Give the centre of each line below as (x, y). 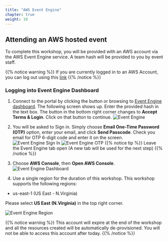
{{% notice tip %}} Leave (130, 143)
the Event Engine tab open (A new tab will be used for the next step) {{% (88, 148)
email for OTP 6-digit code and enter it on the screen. (68, 138)
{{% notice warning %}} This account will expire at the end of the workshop (83, 223)
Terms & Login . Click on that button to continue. (62, 117)
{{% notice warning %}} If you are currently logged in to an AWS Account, (82, 72)
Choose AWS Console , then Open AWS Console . (64, 163)
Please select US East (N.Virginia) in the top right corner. (64, 203)
